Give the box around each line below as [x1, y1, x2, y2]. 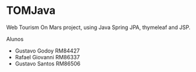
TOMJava [6, 4, 56, 18]
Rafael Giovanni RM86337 [14, 53, 80, 61]
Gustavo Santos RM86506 [14, 60, 81, 67]
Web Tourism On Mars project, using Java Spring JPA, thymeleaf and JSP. [6, 24, 191, 31]
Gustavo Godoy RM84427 [14, 47, 80, 54]
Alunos [6, 35, 24, 42]
